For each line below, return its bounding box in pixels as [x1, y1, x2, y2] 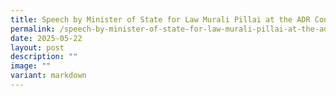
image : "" [10, 61, 52, 71]
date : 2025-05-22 [10, 33, 83, 43]
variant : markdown [10, 71, 87, 81]
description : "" [10, 52, 78, 62]
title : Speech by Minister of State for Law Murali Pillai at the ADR [10, 14, 311, 25]
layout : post [10, 42, 65, 53]
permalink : [10, 24, 56, 34]
